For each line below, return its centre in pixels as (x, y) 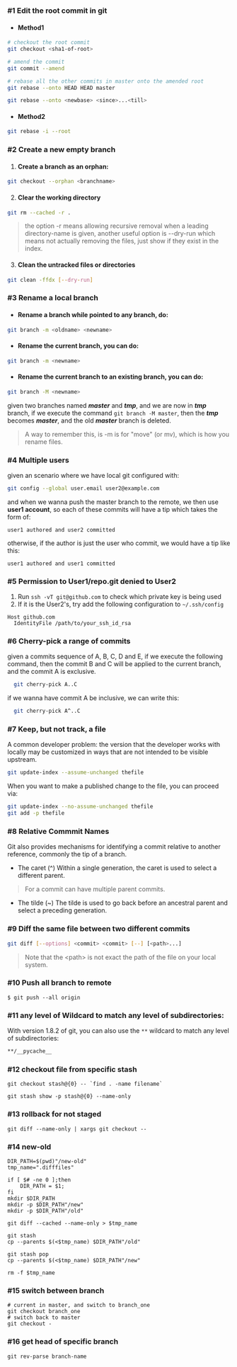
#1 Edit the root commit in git (57, 11)
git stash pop (28, 1254)
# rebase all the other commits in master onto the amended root (105, 81)
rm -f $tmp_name (31, 1273)
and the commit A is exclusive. (52, 672)
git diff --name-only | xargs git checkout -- (77, 1129)
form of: (19, 517)
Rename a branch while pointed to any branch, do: (93, 315)
